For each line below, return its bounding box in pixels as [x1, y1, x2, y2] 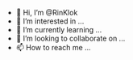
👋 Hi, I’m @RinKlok [15, 8, 78, 17]
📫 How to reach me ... [15, 43, 91, 52]
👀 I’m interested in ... [15, 16, 85, 26]
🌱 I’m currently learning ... [15, 25, 102, 34]
